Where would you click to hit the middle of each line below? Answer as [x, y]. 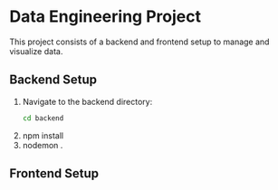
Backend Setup [53, 80]
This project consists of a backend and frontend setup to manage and [139, 42]
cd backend [43, 118]
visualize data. [36, 51]
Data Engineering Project [105, 17]
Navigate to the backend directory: [87, 101]
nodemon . [43, 145]
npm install [43, 135]
